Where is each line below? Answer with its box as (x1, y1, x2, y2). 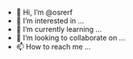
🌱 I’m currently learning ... (15, 25, 102, 33)
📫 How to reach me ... (15, 42, 91, 51)
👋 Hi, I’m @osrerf (15, 8, 73, 17)
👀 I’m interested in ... (15, 16, 85, 26)
